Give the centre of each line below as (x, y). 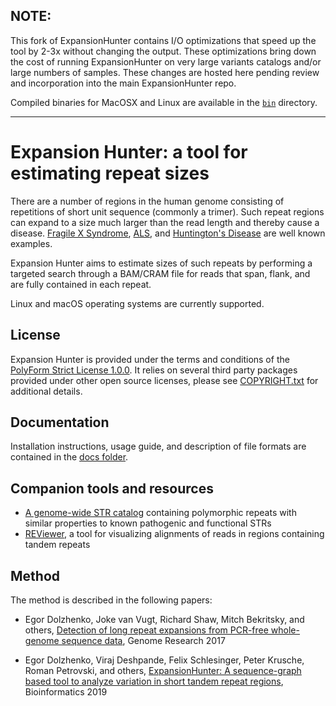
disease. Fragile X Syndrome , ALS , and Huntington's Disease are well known (168, 233)
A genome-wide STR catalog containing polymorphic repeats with (160, 513)
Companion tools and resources (112, 488)
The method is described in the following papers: (111, 600)
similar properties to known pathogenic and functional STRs (148, 523)
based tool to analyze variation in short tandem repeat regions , (154, 681)
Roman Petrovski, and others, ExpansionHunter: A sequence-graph (163, 670)
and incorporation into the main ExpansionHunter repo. (123, 83)
